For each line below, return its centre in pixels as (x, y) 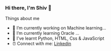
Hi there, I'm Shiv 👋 (28, 8)
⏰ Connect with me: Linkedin (42, 44)
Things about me (22, 19)
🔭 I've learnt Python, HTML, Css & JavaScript (58, 38)
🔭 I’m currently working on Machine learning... (59, 28)
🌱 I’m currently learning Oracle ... (46, 33)
